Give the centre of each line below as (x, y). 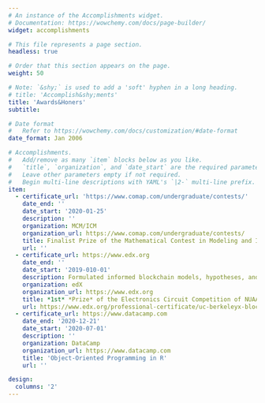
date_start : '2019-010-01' (67, 270)
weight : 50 (26, 73)
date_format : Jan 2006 (45, 139)
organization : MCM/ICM (60, 226)
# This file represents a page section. (76, 44)
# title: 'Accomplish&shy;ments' (63, 95)
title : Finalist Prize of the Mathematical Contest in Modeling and (137, 241)
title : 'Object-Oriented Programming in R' (95, 358)
